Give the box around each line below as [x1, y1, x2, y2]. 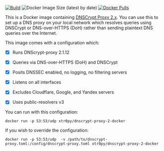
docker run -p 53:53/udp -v [5, 137, 66, 142]
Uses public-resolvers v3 [12, 99, 65, 105]
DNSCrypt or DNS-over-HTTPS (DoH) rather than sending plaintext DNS [5, 25, 153, 31]
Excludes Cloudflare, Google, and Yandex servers [12, 89, 114, 95]
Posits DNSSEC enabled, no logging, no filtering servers [12, 70, 127, 75]
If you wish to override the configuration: [5, 127, 89, 134]
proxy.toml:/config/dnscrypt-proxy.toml [5, 142, 90, 147]
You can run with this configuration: [5, 109, 79, 115]
